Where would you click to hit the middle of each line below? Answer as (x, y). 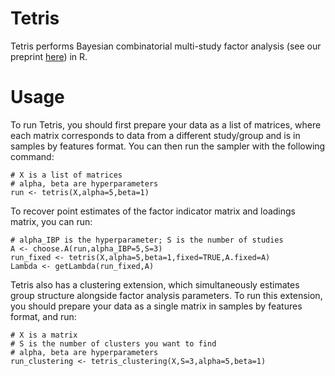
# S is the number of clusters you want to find (113, 343)
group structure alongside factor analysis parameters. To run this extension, (166, 295)
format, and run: (43, 316)
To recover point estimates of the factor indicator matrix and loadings (153, 211)
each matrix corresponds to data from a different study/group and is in (155, 135)
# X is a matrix (44, 335)
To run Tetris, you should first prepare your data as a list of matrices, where (166, 124)
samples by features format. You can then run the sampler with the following (168, 146)
